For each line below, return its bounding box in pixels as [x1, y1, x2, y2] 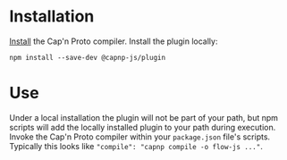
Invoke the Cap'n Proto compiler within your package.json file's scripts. [9, 131, 271, 142]
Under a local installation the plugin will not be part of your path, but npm [9, 112, 279, 122]
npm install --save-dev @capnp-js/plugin [9, 53, 166, 62]
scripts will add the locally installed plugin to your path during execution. [9, 122, 276, 132]
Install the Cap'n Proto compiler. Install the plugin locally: [9, 36, 218, 46]
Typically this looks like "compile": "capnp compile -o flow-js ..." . [9, 140, 264, 151]
